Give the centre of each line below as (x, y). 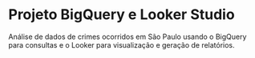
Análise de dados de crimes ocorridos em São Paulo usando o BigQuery (127, 37)
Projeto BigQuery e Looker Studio (121, 15)
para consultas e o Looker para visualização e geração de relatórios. (121, 44)
